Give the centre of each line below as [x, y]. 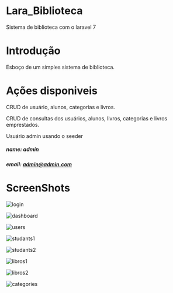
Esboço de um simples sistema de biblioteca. [60, 67]
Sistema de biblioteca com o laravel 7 [51, 27]
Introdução [33, 51]
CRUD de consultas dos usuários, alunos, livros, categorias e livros [87, 118]
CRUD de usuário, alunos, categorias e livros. [61, 107]
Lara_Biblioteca [44, 11]
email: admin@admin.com [39, 164]
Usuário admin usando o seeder [45, 136]
